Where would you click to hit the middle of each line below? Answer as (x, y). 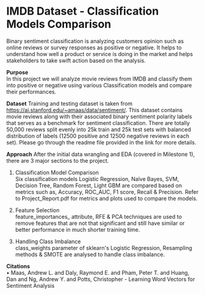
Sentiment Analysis (31, 285)
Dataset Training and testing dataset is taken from (70, 103)
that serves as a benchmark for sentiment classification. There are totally (98, 123)
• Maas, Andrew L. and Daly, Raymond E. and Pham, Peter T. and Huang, (98, 272)
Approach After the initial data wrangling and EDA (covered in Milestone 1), (101, 154)
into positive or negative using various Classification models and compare (99, 85)
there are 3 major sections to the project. (58, 160)
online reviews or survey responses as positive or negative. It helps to (94, 48)
